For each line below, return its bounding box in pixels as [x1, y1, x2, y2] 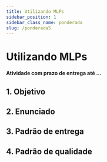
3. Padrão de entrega [6, 127, 84, 137]
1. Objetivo [6, 86, 46, 97]
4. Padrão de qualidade [6, 146, 92, 156]
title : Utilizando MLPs [6, 8, 65, 15]
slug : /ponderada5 [6, 25, 51, 31]
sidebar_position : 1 [6, 14, 57, 20]
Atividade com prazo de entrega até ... [6, 70, 102, 77]
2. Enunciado [6, 106, 55, 116]
